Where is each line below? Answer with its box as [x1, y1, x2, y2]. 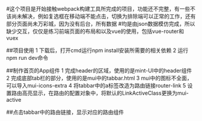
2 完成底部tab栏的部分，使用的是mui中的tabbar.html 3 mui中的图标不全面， [6, 74, 192, 81]
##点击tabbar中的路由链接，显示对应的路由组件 [6, 108, 124, 116]
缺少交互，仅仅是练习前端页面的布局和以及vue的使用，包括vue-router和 [6, 28, 185, 35]
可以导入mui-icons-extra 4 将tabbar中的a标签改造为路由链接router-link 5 [6, 82, 186, 89]
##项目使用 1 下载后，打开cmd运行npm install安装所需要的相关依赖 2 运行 [6, 47, 188, 54]
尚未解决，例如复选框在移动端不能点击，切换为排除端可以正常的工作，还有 [11, 13, 196, 20]
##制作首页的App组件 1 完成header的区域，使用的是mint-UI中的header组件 [6, 67, 192, 74]
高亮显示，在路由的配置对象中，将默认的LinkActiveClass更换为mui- [22, 89, 189, 96]
